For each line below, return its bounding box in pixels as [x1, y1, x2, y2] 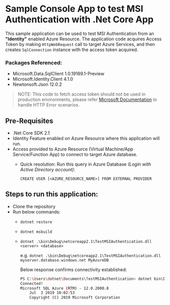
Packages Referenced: [5, 59, 62, 66]
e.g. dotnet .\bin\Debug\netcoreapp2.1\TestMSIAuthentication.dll [20, 252, 161, 258]
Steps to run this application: [5, 190, 99, 198]
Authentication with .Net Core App [5, 14, 154, 25]
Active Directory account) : [20, 167, 75, 173]
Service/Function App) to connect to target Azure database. [12, 151, 138, 158]
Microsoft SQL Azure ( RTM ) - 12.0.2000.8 [20, 286, 109, 291]
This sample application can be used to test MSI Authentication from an [5, 30, 154, 36]
